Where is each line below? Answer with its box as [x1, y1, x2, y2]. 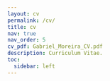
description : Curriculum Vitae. [7, 50, 103, 57]
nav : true [7, 30, 37, 37]
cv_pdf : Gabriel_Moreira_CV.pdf [7, 43, 103, 50]
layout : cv [7, 10, 40, 18]
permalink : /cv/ [7, 17, 55, 24]
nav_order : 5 [7, 37, 46, 44]
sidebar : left [13, 63, 55, 70]
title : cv [7, 23, 37, 30]
